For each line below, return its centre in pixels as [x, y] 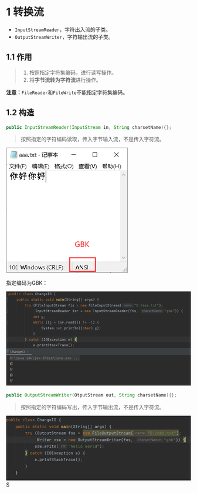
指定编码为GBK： [27, 283]
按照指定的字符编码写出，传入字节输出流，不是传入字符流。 [92, 407]
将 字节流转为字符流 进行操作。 [65, 79]
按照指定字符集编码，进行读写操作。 [73, 72]
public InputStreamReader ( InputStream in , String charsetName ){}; [89, 127]
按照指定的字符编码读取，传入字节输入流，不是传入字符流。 [92, 139]
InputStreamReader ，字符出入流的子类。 [63, 29]
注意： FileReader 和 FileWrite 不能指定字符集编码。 [67, 92]
